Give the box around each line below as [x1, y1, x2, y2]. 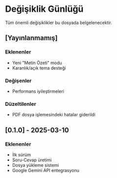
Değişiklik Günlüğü [5, 3, 84, 15]
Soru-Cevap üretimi [12, 157, 52, 163]
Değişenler [5, 77, 32, 84]
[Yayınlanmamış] [5, 34, 58, 42]
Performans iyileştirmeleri [12, 88, 65, 94]
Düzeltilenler [5, 101, 37, 107]
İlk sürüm [12, 152, 31, 157]
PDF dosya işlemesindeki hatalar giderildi [12, 112, 95, 118]
